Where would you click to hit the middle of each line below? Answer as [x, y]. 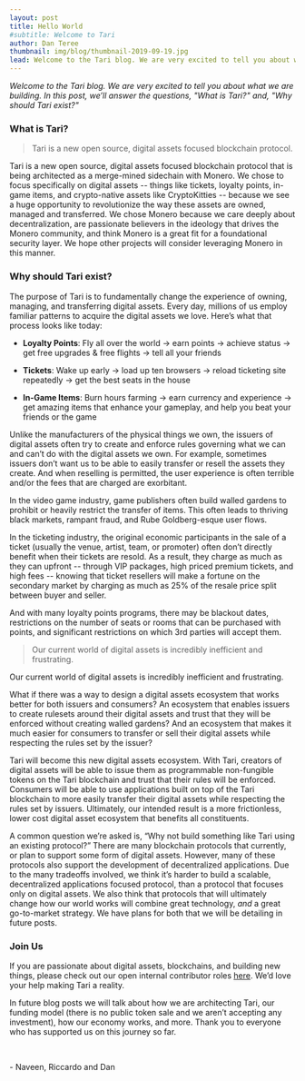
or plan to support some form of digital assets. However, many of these [143, 855]
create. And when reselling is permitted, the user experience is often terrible [152, 472]
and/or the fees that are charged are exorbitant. [98, 482]
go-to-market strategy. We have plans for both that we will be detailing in [146, 913]
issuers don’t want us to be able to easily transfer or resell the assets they [148, 463]
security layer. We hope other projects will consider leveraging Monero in [146, 243]
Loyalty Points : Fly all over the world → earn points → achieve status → [157, 342]
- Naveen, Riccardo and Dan [62, 1066]
